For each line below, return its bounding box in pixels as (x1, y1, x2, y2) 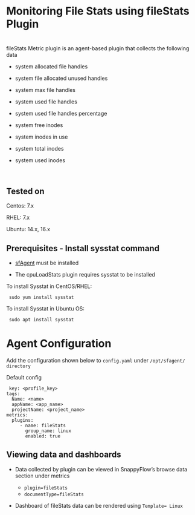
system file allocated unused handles (14, 74, 108, 82)
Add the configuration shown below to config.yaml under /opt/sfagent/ (6, 356, 185, 364)
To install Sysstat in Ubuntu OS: (6, 305, 85, 312)
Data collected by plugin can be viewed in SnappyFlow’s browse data (14, 465, 188, 473)
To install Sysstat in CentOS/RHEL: (6, 283, 92, 290)
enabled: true (25, 433, 61, 439)
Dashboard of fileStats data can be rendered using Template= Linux (14, 502, 183, 509)
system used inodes (14, 157, 65, 164)
